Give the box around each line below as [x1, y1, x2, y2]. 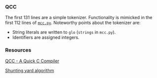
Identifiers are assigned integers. [12, 34, 80, 40]
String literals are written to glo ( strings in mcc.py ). [12, 29, 116, 35]
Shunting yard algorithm [5, 67, 54, 73]
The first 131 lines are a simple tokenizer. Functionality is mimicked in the [5, 15, 153, 21]
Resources [5, 47, 32, 53]
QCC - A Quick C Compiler [5, 58, 59, 64]
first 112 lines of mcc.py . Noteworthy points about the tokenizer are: [5, 20, 141, 26]
